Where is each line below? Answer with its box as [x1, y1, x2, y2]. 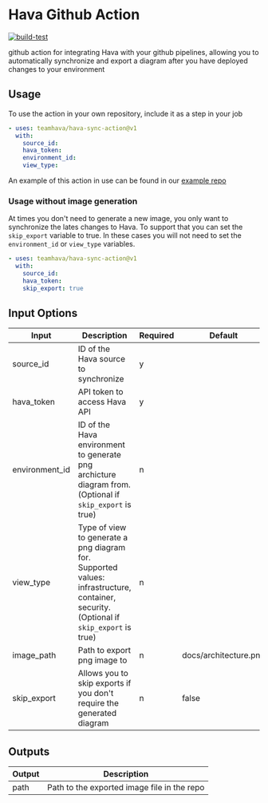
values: [77, 572, 105, 583]
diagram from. [77, 479, 132, 490]
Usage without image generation [8, 196, 138, 207]
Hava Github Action [8, 6, 140, 24]
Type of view [77, 522, 127, 533]
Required [139, 330, 175, 341]
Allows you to [77, 668, 129, 679]
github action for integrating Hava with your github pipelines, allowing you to [8, 47, 259, 57]
